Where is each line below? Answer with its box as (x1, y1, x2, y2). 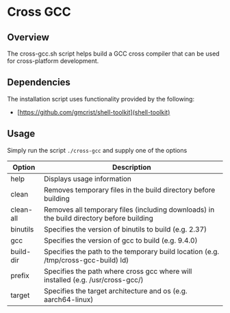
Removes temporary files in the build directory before (43, 185, 216, 195)
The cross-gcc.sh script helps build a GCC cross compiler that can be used (7, 49, 220, 58)
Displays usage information (43, 174, 132, 184)
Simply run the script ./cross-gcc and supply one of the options (7, 146, 188, 154)
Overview (7, 32, 50, 43)
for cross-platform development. (7, 57, 99, 65)
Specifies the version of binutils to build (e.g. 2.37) (43, 224, 207, 234)
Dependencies (7, 77, 71, 88)
